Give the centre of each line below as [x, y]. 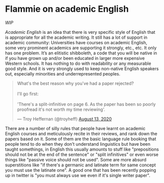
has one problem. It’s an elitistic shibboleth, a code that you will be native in [81, 53]
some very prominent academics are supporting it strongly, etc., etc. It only [81, 48]
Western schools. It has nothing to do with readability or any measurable [78, 63]
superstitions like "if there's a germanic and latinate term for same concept [81, 165]
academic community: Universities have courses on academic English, [76, 42]
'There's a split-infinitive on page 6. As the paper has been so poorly [86, 104]
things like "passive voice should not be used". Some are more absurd [76, 159]
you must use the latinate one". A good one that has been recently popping [81, 170]
